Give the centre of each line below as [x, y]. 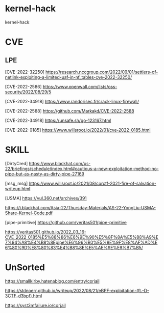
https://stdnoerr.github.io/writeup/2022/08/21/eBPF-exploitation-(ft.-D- [77, 290]
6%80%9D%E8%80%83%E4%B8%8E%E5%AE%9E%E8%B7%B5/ [74, 247]
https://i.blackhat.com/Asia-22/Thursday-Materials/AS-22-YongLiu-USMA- [81, 207]
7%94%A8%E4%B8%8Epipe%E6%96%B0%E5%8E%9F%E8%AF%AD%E [81, 242]
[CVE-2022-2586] [23, 86]
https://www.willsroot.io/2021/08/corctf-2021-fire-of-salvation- [93, 183]
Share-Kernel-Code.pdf [29, 213]
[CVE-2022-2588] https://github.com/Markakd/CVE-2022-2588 [70, 111]
